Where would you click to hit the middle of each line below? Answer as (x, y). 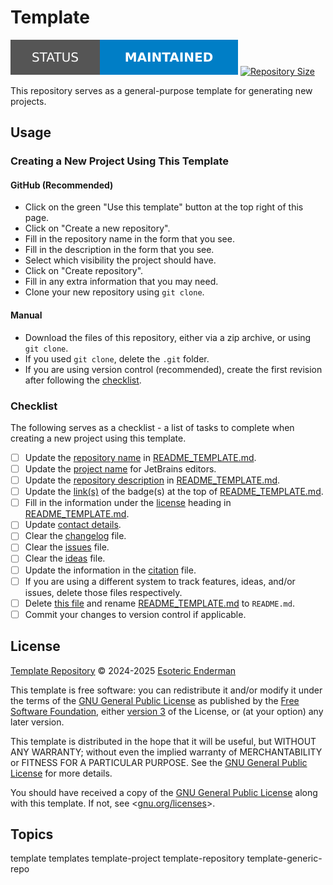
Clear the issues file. (67, 547)
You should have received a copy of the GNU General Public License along (164, 792)
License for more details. (61, 773)
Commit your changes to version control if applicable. (135, 614)
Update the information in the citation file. (110, 570)
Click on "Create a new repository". (97, 228)
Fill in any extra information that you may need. (121, 282)
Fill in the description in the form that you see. (119, 250)
